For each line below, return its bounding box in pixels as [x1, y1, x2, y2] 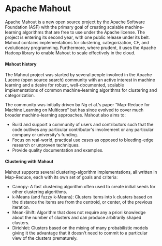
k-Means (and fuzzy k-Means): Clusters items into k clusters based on [12, 194, 152, 200]
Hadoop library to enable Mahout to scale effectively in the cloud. [5, 49, 135, 56]
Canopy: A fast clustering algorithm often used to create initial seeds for [12, 184, 156, 190]
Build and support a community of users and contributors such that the [12, 122, 154, 128]
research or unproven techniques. [12, 142, 80, 148]
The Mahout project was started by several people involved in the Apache [5, 72, 152, 78]
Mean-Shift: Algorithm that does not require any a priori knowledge [12, 210, 146, 215]
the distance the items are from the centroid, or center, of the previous [12, 199, 152, 205]
